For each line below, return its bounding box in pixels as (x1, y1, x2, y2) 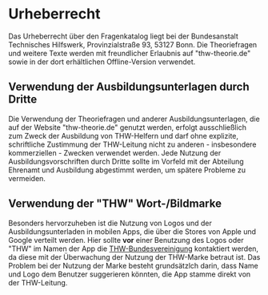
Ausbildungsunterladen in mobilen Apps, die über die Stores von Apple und (8, 226, 257, 236)
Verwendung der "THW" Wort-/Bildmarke (8, 197, 222, 211)
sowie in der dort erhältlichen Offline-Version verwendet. (8, 57, 196, 67)
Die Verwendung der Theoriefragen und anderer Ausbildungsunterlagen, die (8, 114, 260, 123)
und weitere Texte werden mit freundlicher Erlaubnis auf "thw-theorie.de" (8, 48, 251, 58)
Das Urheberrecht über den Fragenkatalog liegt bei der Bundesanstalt (8, 31, 238, 41)
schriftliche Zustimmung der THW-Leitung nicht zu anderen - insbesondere (8, 139, 257, 149)
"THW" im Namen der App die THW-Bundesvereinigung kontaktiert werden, (8, 244, 258, 253)
